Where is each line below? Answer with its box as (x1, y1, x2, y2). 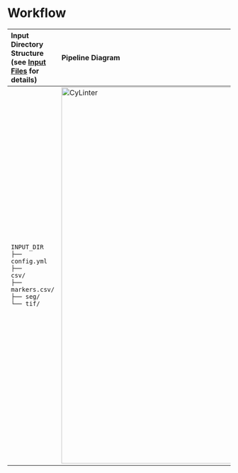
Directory (11, 39, 44, 49)
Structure (11, 48, 44, 58)
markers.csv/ (11, 285, 55, 293)
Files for (11, 66, 40, 76)
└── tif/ (11, 300, 40, 307)
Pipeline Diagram (61, 52, 120, 62)
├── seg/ (11, 292, 40, 300)
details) (11, 74, 38, 84)
